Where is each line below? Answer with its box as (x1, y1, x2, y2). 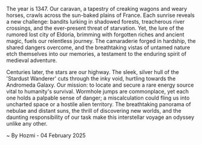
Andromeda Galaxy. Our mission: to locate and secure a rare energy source (6, 81, 194, 89)
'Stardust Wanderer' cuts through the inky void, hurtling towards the (6, 75, 176, 82)
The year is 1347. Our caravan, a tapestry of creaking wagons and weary (6, 5, 187, 12)
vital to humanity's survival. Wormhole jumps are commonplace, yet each (6, 88, 189, 95)
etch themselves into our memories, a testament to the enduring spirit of (6, 50, 187, 57)
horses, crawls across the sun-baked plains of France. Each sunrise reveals (6, 12, 195, 19)
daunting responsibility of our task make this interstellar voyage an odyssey (6, 113, 195, 121)
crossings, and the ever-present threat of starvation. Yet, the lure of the (6, 24, 184, 32)
